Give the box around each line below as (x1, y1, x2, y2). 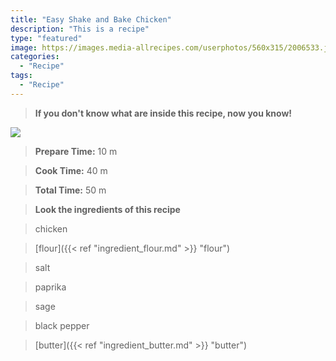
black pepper (34, 319, 90, 331)
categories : (10, 52, 60, 62)
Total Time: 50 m (34, 184, 107, 196)
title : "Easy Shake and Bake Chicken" (10, 14, 172, 25)
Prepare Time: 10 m (34, 145, 118, 157)
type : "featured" (10, 33, 83, 43)
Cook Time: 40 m (34, 164, 108, 176)
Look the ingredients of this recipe (34, 203, 181, 215)
